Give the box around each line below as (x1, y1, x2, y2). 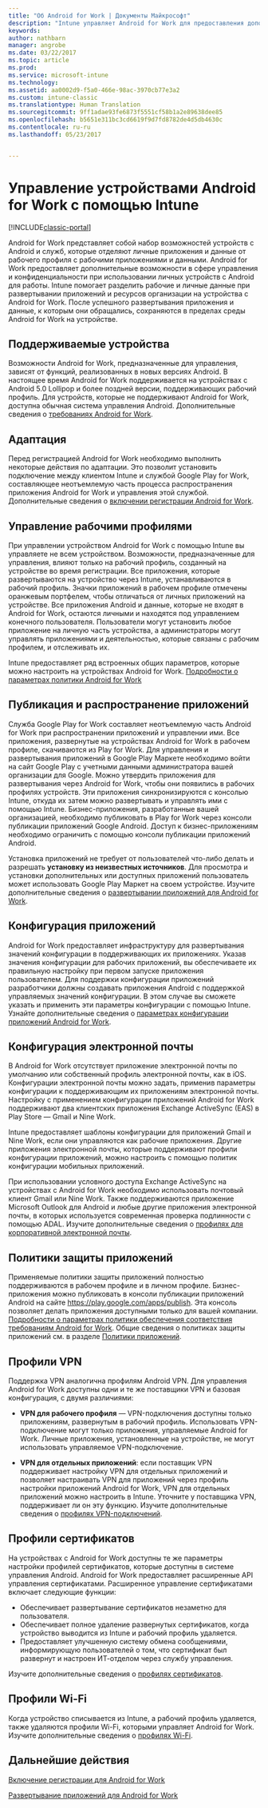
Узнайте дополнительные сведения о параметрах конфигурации (8, 1008, 229, 1018)
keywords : (8, 26, 41, 34)
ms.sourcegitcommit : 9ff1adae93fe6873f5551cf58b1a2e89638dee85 (8, 109, 223, 117)
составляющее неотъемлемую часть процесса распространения (8, 479, 233, 489)
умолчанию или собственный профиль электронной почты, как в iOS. (8, 1070, 247, 1079)
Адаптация (8, 432, 67, 446)
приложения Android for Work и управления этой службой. (8, 488, 209, 498)
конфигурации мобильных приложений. (8, 1162, 145, 1171)
